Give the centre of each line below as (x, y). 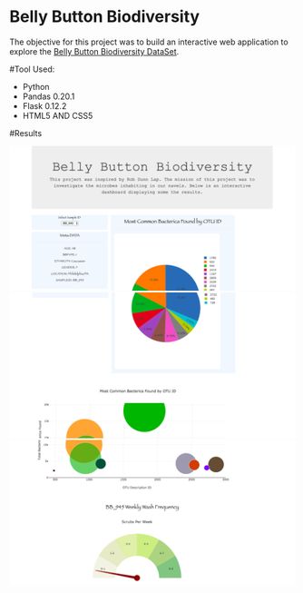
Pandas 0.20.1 (49, 96)
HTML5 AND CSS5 (58, 115)
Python (36, 86)
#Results (26, 133)
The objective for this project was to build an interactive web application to (149, 42)
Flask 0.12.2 (44, 105)
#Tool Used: (32, 69)
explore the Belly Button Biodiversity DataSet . (94, 51)
